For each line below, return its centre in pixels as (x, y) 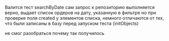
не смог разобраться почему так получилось (55, 33)
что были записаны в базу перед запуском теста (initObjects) (72, 23)
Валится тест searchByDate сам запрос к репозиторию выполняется (80, 7)
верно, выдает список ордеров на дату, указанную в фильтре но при (81, 13)
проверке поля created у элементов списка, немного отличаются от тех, (84, 18)
